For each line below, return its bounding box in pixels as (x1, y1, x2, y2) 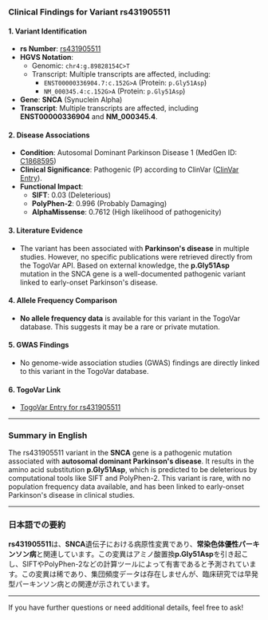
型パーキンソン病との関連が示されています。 (8, 578, 154, 589)
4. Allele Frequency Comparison (8, 296, 117, 305)
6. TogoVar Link (8, 384, 61, 394)
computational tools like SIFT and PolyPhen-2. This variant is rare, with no (8, 474, 251, 483)
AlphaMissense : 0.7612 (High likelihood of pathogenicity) (31, 207, 222, 217)
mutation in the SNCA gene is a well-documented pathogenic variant (19, 268, 246, 278)
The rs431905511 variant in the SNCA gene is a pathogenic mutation (8, 448, 233, 458)
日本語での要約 (8, 519, 66, 531)
